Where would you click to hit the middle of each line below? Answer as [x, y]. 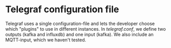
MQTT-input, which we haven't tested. [46, 40]
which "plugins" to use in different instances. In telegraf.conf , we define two [86, 29]
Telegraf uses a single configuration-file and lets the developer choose [80, 23]
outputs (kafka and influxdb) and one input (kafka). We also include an [79, 34]
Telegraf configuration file [62, 9]
